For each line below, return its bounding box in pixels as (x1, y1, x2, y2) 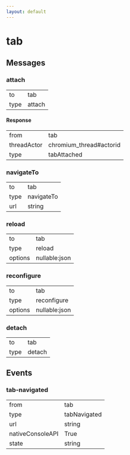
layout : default (6, 8, 46, 15)
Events (6, 368, 33, 378)
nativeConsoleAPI (9, 429, 59, 438)
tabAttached (48, 150, 83, 158)
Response (6, 117, 31, 124)
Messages (6, 58, 46, 68)
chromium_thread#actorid (48, 140, 121, 149)
